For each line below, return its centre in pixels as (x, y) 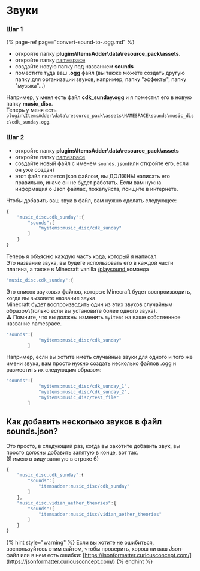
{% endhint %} (135, 561)
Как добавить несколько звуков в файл (84, 422)
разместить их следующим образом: (54, 370)
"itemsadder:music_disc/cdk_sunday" (84, 486)
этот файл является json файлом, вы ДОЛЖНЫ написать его (93, 176)
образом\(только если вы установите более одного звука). (82, 310)
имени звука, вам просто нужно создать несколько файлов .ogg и (91, 363)
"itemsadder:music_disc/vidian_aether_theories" (100, 514)
